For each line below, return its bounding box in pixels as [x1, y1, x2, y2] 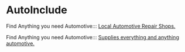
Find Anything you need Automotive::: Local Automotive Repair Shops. [6, 23, 176, 29]
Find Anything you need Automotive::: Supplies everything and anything [6, 34, 180, 40]
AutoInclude [6, 3, 67, 17]
